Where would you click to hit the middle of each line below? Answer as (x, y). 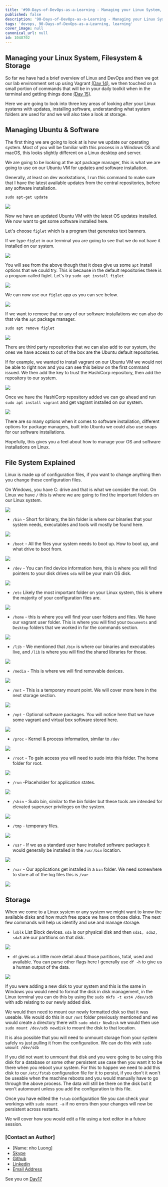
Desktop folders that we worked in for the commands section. (75, 628)
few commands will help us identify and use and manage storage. (73, 923)
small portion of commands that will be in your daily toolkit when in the (78, 89)
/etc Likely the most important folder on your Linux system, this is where (87, 592)
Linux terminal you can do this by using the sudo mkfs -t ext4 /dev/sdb (79, 997)
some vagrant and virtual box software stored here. (65, 720)
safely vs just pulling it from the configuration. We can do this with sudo (78, 1043)
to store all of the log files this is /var (50, 875)
